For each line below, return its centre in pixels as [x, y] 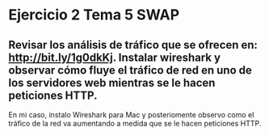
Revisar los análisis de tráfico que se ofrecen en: [133, 45]
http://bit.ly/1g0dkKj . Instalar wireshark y [114, 57]
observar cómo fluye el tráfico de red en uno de [130, 70]
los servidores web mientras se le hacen [112, 83]
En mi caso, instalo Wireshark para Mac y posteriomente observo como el [131, 115]
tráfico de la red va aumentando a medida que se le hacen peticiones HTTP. [135, 123]
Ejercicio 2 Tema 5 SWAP [94, 15]
